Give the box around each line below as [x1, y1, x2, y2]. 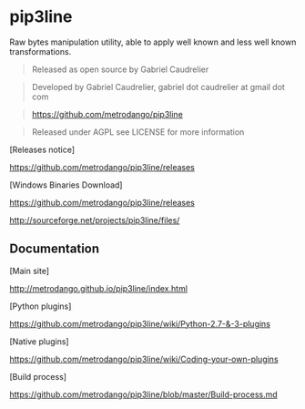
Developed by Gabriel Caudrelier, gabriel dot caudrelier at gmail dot [31, 81, 285, 92]
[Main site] [9, 265, 50, 276]
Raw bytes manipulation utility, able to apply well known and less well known [9, 36, 297, 47]
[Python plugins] [9, 301, 72, 312]
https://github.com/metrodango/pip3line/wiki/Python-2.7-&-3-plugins [9, 318, 271, 329]
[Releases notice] [9, 144, 76, 155]
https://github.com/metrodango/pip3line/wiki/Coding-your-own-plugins [9, 353, 280, 364]
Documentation [9, 241, 100, 257]
